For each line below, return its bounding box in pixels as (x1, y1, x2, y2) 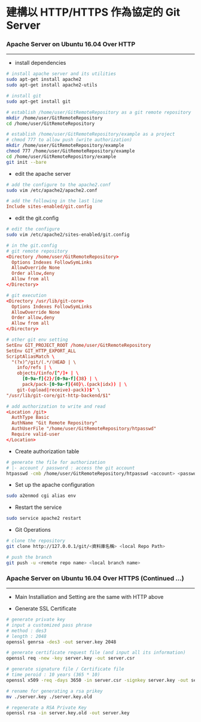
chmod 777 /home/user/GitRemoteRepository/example (6, 148, 135, 154)
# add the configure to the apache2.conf (6, 181, 111, 188)
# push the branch (6, 554, 52, 560)
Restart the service (14, 504, 62, 511)
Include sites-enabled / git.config (6, 203, 93, 210)
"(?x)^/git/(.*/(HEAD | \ (11, 359, 77, 365)
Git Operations (14, 526, 51, 534)
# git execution (6, 292, 47, 298)
